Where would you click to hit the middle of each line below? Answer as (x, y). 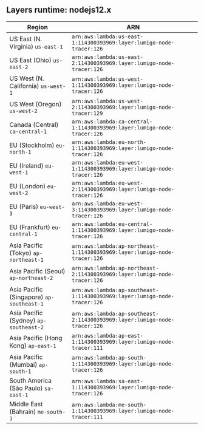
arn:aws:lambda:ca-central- (112, 121)
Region (38, 27)
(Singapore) (26, 297)
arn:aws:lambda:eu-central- (112, 224)
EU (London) (28, 186)
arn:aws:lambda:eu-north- (109, 142)
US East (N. (26, 39)
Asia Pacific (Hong (36, 338)
